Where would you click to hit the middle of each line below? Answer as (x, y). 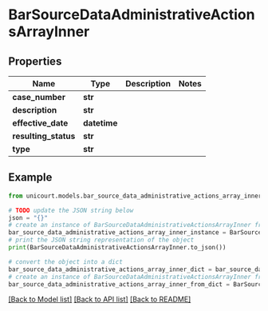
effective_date (40, 123)
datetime (100, 123)
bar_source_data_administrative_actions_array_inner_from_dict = (119, 284)
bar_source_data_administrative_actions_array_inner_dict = (110, 269)
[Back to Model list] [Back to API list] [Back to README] (100, 299)
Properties (35, 61)
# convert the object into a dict (66, 261)
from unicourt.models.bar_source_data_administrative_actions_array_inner (135, 196)
